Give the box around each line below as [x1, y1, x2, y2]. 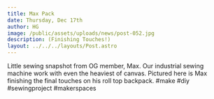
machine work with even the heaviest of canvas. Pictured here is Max [7, 69, 208, 77]
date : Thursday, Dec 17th [7, 17, 83, 24]
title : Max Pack [7, 10, 55, 17]
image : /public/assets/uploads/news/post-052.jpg [7, 29, 155, 37]
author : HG [7, 23, 39, 30]
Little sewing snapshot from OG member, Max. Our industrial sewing [7, 62, 204, 70]
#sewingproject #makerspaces [7, 84, 97, 92]
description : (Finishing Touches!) [7, 36, 111, 43]
